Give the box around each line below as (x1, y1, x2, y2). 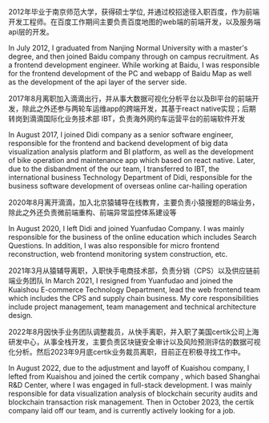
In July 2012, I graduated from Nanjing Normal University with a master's (8, 43, 248, 52)
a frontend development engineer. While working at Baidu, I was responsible (8, 60, 260, 70)
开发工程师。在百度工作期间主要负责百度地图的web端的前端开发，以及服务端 (8, 17, 261, 26)
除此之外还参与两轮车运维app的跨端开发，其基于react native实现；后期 (22, 104, 256, 113)
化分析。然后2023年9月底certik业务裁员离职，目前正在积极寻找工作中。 (8, 348, 246, 356)
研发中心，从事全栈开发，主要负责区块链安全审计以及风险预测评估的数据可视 (8, 337, 261, 347)
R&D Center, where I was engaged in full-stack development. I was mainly (8, 380, 252, 389)
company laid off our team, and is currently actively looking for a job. (8, 406, 236, 415)
